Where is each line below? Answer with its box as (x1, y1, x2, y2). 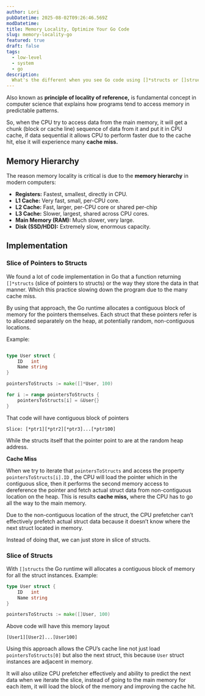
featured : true (6, 37, 45, 43)
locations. (6, 323, 31, 331)
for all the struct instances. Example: (6, 571, 98, 579)
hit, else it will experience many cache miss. (6, 138, 118, 145)
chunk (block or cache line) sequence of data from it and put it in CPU (6, 125, 182, 133)
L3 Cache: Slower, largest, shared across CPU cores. (15, 210, 149, 217)
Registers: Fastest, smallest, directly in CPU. (15, 190, 128, 197)
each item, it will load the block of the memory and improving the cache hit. (6, 683, 196, 691)
